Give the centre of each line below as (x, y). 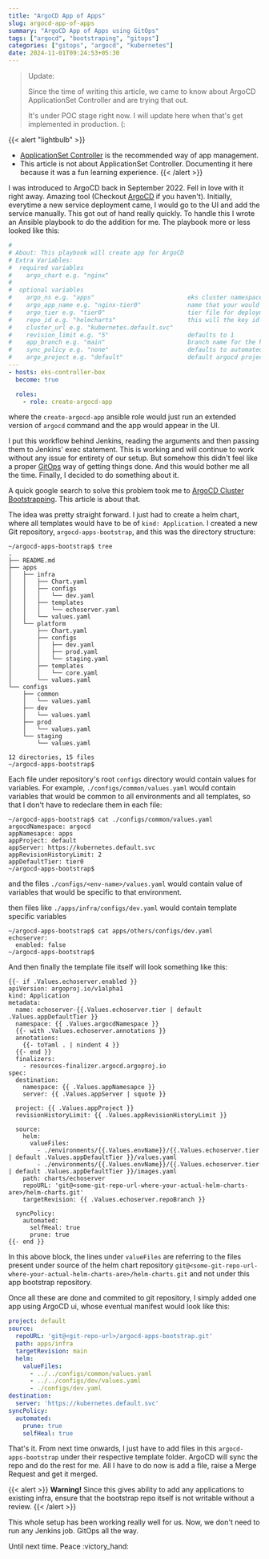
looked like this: (34, 231)
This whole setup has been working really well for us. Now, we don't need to (134, 1522)
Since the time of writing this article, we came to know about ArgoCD (142, 92)
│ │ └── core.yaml (53, 673)
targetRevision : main (52, 1351)
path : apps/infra (44, 1344)
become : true (37, 380)
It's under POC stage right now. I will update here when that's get (135, 116)
